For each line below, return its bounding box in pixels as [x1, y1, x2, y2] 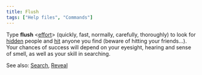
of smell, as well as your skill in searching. [6, 50, 110, 57]
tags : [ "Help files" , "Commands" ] [6, 14, 93, 20]
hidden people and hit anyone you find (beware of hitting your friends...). [6, 37, 187, 44]
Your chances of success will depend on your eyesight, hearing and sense [6, 43, 192, 51]
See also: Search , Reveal [6, 61, 68, 69]
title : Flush [6, 8, 39, 15]
